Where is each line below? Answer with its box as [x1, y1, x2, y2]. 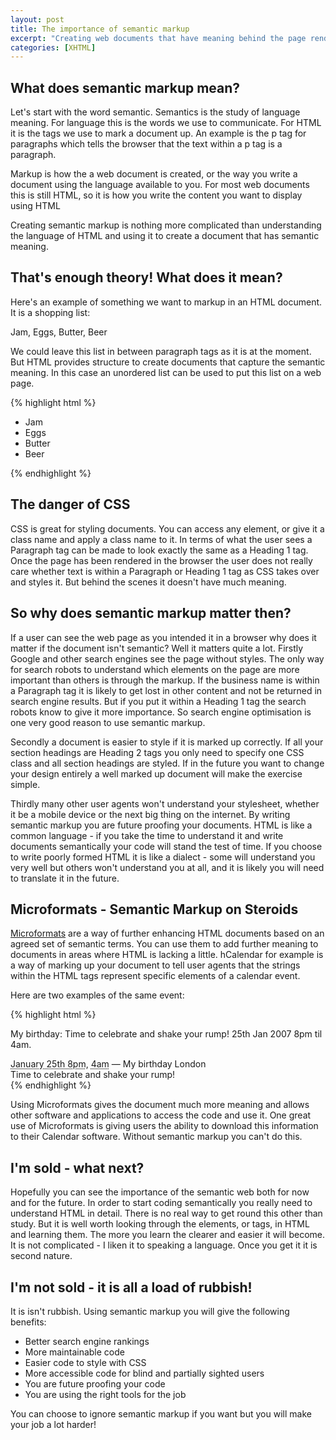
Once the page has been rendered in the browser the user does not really [10, 554, 313, 566]
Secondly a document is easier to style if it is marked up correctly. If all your [10, 736, 324, 748]
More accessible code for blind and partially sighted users [24, 1367, 265, 1379]
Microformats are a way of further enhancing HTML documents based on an [10, 927, 325, 940]
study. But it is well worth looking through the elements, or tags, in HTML [10, 1218, 310, 1230]
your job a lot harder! [10, 1418, 97, 1430]
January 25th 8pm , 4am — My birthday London [10, 1058, 207, 1070]
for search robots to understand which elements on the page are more [10, 663, 300, 675]
